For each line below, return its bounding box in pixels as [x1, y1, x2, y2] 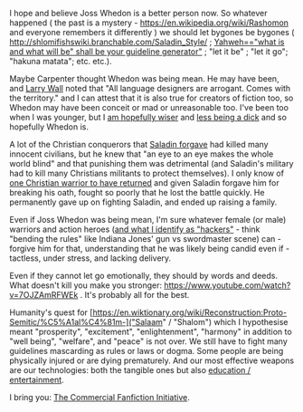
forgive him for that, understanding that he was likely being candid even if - [9, 244, 290, 254]
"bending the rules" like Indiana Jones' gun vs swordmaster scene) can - [9, 234, 282, 244]
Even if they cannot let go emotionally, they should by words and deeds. [9, 271, 279, 281]
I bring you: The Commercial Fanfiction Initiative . [9, 392, 190, 402]
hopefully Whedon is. [9, 121, 89, 132]
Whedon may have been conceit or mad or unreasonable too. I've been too [9, 102, 289, 112]
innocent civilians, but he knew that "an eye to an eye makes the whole [9, 149, 274, 159]
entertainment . [9, 375, 65, 385]
